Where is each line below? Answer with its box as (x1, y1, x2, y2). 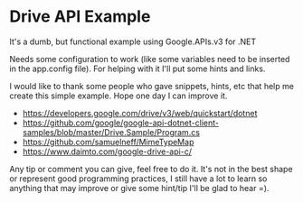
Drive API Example (9, 6, 151, 27)
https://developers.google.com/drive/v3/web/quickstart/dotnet (22, 107, 258, 118)
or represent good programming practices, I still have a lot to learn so (9, 173, 268, 184)
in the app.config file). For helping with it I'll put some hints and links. (9, 63, 266, 74)
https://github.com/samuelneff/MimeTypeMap (22, 136, 194, 147)
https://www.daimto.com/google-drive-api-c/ (22, 146, 193, 157)
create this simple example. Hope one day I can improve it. (9, 90, 228, 101)
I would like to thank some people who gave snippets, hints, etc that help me (9, 80, 294, 91)
